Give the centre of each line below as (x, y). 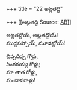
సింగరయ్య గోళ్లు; (23, 64)
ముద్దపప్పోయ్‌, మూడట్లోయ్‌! (36, 43)
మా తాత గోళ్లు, (22, 72)
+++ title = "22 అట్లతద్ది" (35, 9)
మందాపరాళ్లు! (21, 80)
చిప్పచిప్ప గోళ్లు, (22, 56)
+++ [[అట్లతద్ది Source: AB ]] (39, 22)
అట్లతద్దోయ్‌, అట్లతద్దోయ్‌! (32, 35)
